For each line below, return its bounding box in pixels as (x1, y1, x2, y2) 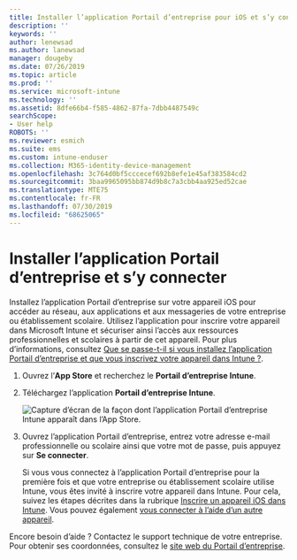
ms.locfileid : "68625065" (9, 210, 104, 219)
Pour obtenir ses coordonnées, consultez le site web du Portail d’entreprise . (9, 541, 286, 551)
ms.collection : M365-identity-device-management (9, 161, 192, 170)
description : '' (9, 21, 69, 30)
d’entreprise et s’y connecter (9, 267, 227, 288)
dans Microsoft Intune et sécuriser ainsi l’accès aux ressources (9, 325, 239, 335)
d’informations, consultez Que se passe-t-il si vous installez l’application (9, 343, 272, 354)
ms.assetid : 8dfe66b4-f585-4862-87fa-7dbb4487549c (9, 104, 200, 112)
